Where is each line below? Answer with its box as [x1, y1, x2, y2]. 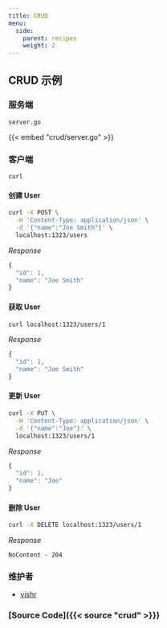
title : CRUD [8, 11, 48, 20]
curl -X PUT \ [8, 410, 56, 418]
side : [15, 27, 35, 35]
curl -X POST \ [8, 209, 59, 217]
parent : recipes [22, 34, 78, 43]
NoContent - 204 [8, 551, 63, 559]
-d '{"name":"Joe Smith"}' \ [15, 224, 113, 232]
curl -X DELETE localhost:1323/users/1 [8, 521, 142, 529]
